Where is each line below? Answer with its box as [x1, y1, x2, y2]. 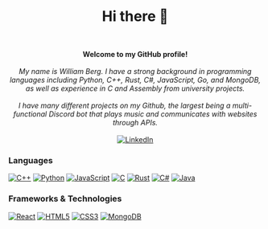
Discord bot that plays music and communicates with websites [48, 108, 258, 119]
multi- [232, 100, 252, 110]
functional [13, 108, 47, 119]
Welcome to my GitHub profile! [82, 49, 188, 59]
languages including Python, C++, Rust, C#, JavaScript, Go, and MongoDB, [9, 75, 262, 84]
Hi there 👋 [101, 7, 169, 26]
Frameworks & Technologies [8, 193, 122, 204]
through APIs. [112, 117, 159, 127]
